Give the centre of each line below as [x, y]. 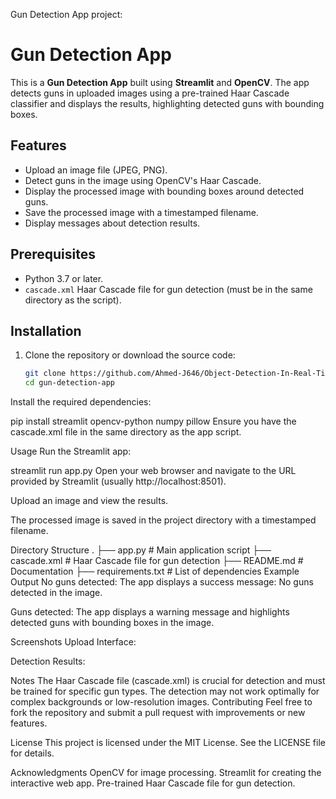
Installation [46, 330]
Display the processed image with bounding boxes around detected [164, 191]
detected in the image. [56, 593]
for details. [32, 753]
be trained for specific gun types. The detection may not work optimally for [165, 691]
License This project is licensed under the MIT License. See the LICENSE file [168, 743]
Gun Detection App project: [66, 14]
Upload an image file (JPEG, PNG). [96, 170]
